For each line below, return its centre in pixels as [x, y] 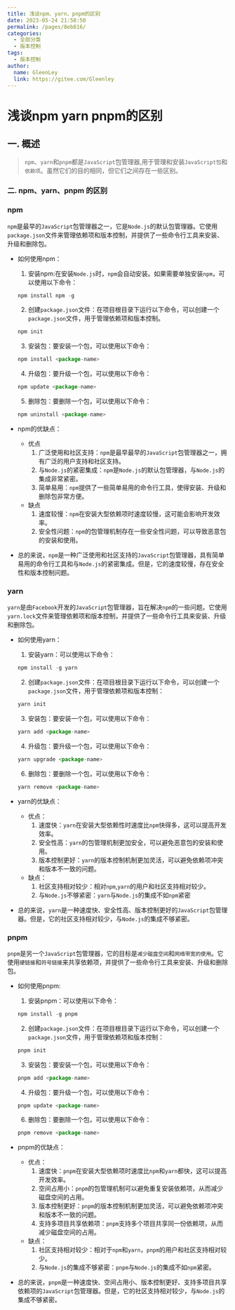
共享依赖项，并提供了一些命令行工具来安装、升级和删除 [148, 962]
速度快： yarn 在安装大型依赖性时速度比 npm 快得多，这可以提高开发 [132, 825]
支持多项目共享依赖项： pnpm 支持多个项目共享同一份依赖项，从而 [131, 1224]
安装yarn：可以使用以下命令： [72, 655]
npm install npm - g [46, 295]
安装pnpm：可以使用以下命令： [73, 1001]
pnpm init [32, 1050]
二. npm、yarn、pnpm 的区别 [58, 191]
